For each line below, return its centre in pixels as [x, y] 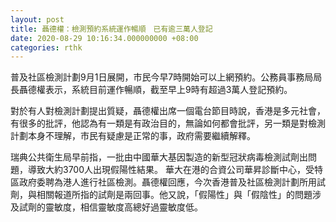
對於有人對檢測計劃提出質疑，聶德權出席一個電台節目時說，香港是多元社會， [168, 111]
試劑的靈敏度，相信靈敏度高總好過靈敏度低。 [110, 207]
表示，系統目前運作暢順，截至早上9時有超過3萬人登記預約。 [168, 90]
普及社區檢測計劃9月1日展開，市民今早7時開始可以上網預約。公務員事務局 [162, 77]
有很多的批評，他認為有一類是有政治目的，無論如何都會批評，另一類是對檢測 [168, 123]
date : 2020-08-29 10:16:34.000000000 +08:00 [104, 38]
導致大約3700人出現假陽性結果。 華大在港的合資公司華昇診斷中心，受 [171, 170]
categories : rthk [46, 47]
